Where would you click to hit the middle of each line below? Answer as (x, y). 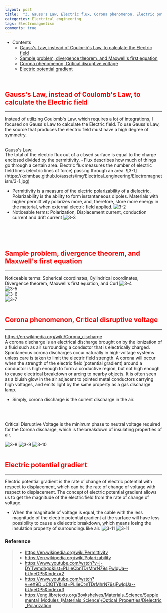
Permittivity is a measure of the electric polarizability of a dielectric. (82, 191)
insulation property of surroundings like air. (56, 528)
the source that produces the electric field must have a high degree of (77, 129)
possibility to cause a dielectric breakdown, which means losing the (82, 523)
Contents (22, 42)
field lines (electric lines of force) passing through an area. (65, 170)
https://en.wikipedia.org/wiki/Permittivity (66, 552)
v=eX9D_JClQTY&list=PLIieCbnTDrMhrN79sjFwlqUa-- (80, 584)
